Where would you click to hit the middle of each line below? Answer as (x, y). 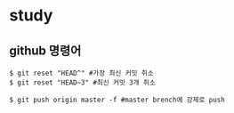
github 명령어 (45, 50)
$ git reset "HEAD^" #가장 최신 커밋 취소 (81, 73)
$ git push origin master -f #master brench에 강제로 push (117, 100)
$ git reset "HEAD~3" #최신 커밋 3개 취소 (82, 83)
